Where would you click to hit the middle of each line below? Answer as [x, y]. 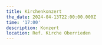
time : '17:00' [24, 22]
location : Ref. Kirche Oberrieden [49, 33]
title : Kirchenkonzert [34, 11]
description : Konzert [33, 28]
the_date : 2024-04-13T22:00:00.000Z [51, 17]
